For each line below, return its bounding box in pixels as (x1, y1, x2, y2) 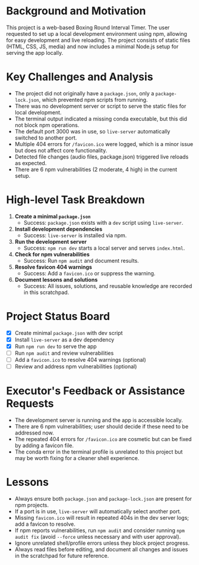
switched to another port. (14, 134, 77, 141)
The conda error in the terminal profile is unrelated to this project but (14, 448, 183, 455)
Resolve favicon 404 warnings (14, 263, 92, 271)
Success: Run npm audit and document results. (23, 257, 140, 264)
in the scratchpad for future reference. (14, 552, 109, 559)
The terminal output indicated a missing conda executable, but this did (14, 115, 187, 122)
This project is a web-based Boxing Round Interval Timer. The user (6, 24, 170, 31)
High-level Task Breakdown (6, 193, 145, 207)
